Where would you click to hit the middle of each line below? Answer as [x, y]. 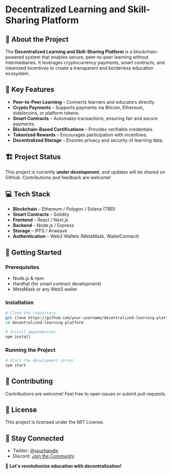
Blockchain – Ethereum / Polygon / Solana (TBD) [64, 209]
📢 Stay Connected [35, 438]
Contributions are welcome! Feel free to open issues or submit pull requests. [86, 393]
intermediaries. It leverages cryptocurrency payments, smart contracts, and [85, 62]
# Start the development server [40, 361]
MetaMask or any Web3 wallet [45, 289]
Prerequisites [22, 267]
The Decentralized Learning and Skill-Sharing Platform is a [69, 52]
